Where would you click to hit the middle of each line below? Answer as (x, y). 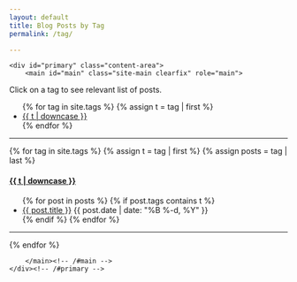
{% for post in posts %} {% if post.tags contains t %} (118, 201)
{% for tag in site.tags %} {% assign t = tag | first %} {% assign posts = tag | (148, 151)
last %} (22, 161)
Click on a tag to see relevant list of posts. (85, 90)
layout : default (39, 17)
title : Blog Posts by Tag (57, 26)
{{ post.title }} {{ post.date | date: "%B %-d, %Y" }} (115, 210)
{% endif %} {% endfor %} (71, 219)
